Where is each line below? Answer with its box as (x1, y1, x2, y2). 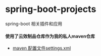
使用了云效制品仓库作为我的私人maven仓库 (5, 33, 95, 39)
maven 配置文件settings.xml (12, 45, 71, 51)
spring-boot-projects (5, 3, 96, 15)
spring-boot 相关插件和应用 (5, 20, 62, 26)
